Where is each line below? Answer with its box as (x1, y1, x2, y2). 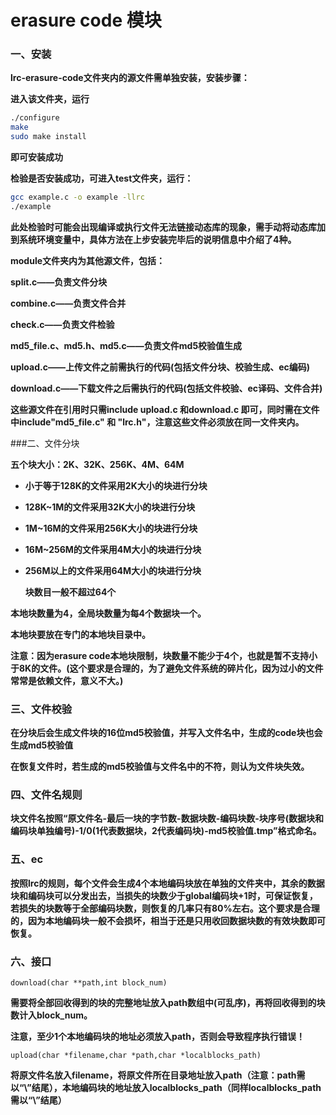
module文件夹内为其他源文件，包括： (10, 254, 166, 266)
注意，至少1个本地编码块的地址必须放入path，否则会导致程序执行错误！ (10, 1031, 306, 1043)
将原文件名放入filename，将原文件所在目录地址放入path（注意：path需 (10, 1069, 306, 1081)
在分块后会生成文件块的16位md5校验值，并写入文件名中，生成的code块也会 (10, 727, 323, 739)
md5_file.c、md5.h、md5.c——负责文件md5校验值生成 (10, 339, 243, 351)
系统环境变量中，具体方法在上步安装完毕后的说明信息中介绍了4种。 (18, 233, 297, 245)
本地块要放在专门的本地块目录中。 (10, 628, 151, 640)
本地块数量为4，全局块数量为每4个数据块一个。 (10, 607, 207, 619)
